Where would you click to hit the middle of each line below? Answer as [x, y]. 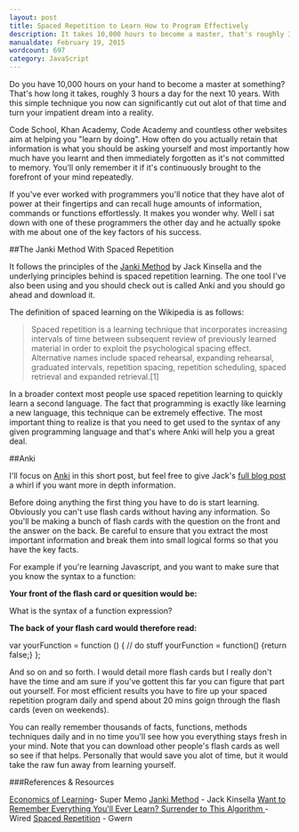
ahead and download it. [53, 295]
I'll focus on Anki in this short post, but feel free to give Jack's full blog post [148, 476]
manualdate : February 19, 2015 [67, 42]
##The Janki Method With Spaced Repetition [92, 249]
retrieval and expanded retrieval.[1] [95, 376]
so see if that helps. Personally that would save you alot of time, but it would [149, 755]
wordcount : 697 [37, 51]
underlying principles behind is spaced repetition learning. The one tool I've [148, 276]
